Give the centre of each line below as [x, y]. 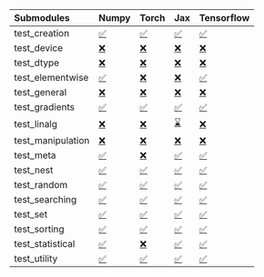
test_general [41, 92]
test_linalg [36, 124]
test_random [41, 185]
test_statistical [45, 244]
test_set [31, 214]
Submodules [42, 18]
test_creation [42, 33]
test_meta [35, 155]
